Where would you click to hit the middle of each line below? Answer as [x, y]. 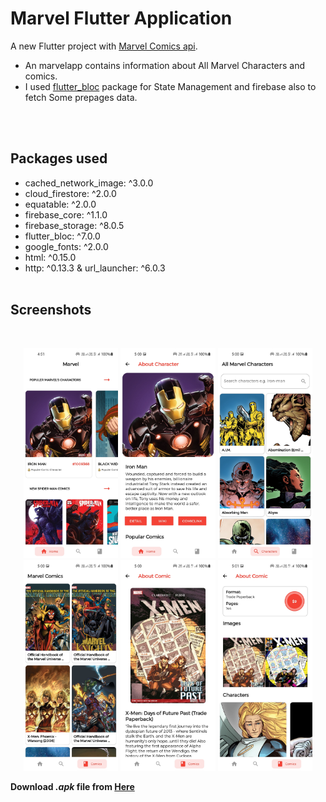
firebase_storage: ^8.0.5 [74, 225]
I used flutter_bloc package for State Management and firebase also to [170, 86]
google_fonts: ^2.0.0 [66, 246]
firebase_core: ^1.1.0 [66, 214]
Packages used [59, 158]
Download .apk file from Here [72, 786]
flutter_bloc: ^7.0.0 [62, 236]
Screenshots [51, 310]
